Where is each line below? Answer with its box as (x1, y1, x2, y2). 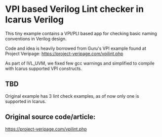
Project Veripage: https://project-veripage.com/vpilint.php (5, 51, 123, 57)
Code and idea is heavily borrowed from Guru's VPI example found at (5, 45, 147, 51)
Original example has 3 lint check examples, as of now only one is (5, 93, 139, 99)
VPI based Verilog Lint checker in (5, 3, 144, 15)
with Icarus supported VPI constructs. (5, 66, 82, 71)
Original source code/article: (5, 113, 96, 121)
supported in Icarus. (5, 98, 46, 104)
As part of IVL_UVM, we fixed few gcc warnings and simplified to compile (5, 60, 155, 66)
